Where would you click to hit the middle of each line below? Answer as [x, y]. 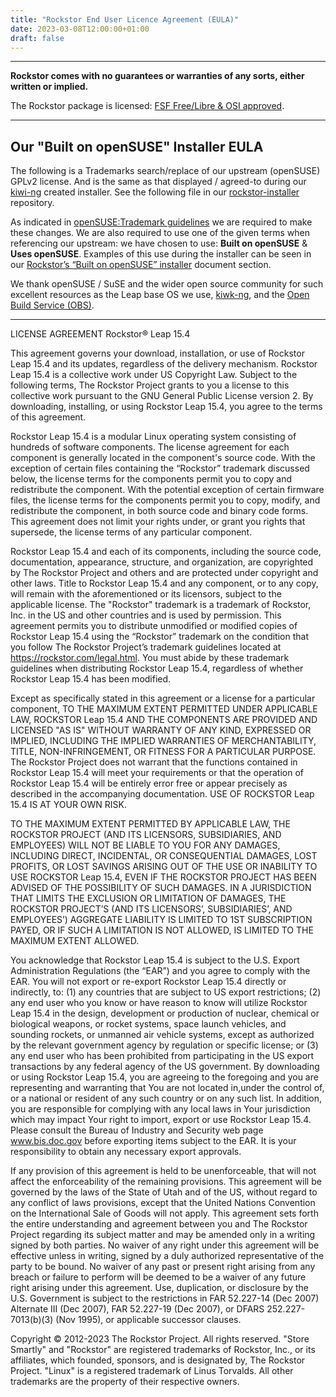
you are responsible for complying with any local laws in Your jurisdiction [160, 1109]
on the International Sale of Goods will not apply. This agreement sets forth [164, 1213]
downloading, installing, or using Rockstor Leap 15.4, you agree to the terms [166, 407]
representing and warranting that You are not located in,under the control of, [167, 1088]
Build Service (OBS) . [52, 305]
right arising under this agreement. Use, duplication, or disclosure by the [159, 1288]
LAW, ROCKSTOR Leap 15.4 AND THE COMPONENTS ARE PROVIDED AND [164, 720]
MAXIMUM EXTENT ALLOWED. [75, 941]
